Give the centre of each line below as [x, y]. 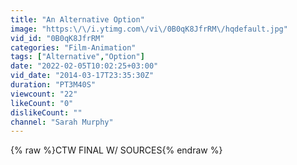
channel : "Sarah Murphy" [62, 122]
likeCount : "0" [42, 103]
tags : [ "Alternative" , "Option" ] [77, 57]
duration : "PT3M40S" [53, 85]
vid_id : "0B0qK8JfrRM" [57, 38]
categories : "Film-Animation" [73, 47]
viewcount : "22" [44, 94]
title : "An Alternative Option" [77, 19]
